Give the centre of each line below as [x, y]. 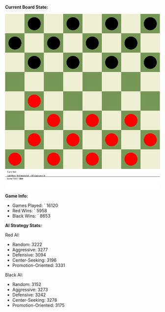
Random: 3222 [27, 244]
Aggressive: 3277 [30, 250]
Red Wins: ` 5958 [30, 211]
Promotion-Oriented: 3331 [39, 265]
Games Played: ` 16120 [35, 205]
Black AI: [14, 275]
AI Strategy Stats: [24, 225]
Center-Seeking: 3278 [35, 300]
